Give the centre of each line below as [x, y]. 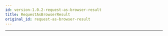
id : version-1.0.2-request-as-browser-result [53, 10]
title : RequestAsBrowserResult [38, 14]
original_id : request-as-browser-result [48, 19]
